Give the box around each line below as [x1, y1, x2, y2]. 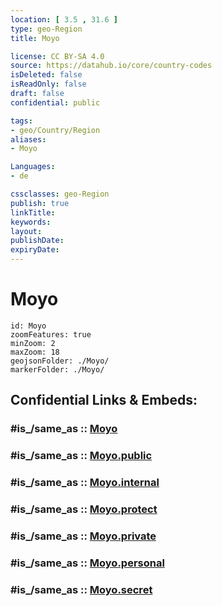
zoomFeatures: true [10, 329, 92, 340]
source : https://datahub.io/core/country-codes [10, 61, 213, 71]
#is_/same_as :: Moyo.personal [10, 556, 165, 570]
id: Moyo [10, 321, 47, 331]
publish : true [10, 198, 70, 208]
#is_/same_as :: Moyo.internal [10, 476, 160, 490]
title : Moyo [10, 33, 60, 43]
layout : [10, 226, 43, 236]
